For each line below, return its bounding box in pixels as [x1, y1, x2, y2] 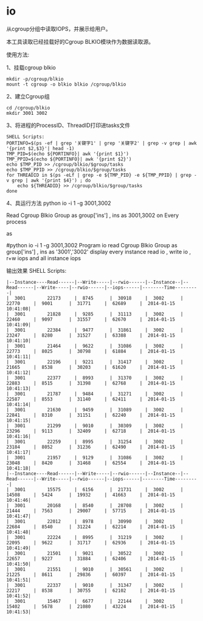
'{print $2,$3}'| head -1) [6, 145, 75, 151]
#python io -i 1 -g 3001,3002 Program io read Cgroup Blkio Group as [6, 241, 177, 249]
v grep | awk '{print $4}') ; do [6, 177, 91, 184]
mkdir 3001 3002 [6, 110, 47, 116]
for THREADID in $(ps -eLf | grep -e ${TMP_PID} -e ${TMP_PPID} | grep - [6, 172, 198, 178]
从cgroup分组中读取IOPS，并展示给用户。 [6, 25, 111, 32]
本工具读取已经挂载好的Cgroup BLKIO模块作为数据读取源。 [6, 38, 154, 45]
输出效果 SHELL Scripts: [6, 267, 67, 274]
